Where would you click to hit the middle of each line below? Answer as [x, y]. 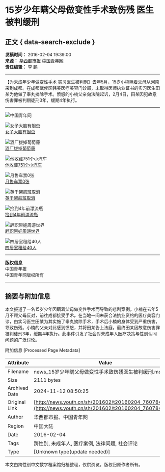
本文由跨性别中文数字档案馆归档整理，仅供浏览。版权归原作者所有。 [74, 464]
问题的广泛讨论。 [22, 340]
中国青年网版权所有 [25, 275]
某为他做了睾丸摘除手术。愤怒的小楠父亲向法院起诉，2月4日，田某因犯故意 [81, 94]
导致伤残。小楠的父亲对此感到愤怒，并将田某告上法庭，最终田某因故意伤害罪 [82, 327]
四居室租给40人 [21, 248]
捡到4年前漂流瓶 [22, 214]
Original [17, 402]
